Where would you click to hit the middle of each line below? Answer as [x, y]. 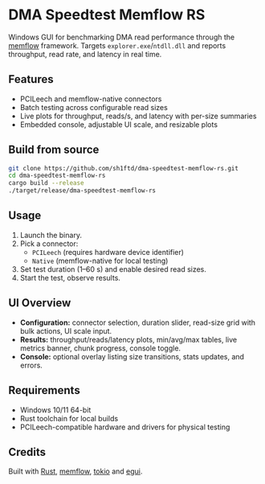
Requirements [44, 390]
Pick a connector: [49, 244]
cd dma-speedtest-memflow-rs [57, 176]
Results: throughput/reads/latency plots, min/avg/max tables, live [128, 339]
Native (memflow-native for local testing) [100, 260]
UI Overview [40, 303]
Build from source [54, 150]
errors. [31, 365]
